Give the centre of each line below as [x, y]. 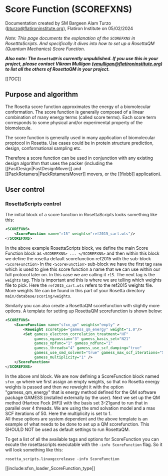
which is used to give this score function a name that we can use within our [83, 269]
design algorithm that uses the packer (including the [59, 163]
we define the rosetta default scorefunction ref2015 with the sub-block [78, 259]
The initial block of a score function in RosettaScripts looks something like [81, 215]
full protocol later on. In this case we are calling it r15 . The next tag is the [80, 275]
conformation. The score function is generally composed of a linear [74, 112]
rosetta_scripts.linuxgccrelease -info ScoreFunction [62, 459]
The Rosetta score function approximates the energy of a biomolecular [78, 107]
